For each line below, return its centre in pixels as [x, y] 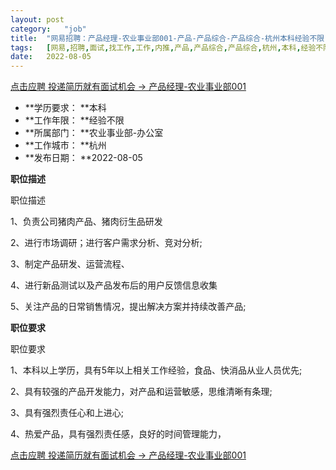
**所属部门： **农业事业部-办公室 [94, 133]
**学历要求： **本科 [65, 108]
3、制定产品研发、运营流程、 [70, 264]
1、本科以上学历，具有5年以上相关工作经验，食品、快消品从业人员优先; [156, 370]
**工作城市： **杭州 [65, 145]
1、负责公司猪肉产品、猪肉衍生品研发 [86, 222]
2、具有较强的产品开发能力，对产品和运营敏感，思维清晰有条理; [141, 392]
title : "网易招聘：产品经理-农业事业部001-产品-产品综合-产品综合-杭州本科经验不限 [167, 38]
